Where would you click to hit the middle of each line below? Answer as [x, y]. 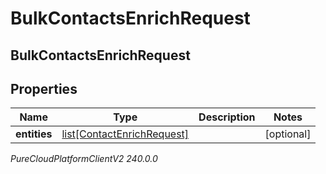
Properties [44, 88]
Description [227, 117]
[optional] [288, 134]
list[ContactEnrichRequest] [125, 134]
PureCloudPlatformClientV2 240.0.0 [84, 159]
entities [34, 134]
